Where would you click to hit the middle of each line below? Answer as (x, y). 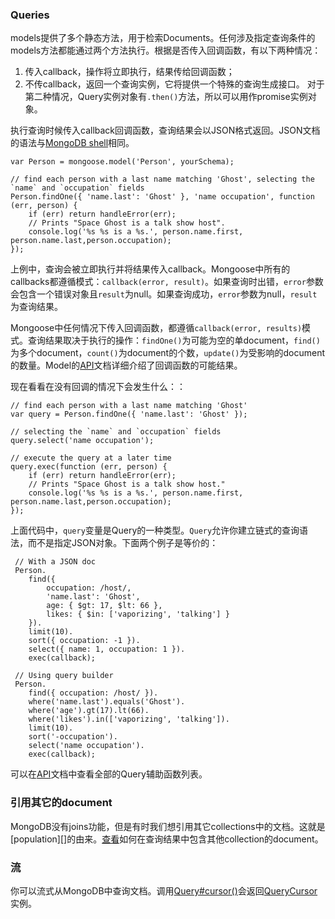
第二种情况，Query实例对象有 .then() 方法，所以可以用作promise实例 (166, 97)
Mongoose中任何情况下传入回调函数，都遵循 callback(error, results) (156, 328)
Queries (30, 15)
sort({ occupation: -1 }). (84, 641)
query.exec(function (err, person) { (89, 467)
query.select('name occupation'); (82, 441)
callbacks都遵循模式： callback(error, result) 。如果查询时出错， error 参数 (167, 282)
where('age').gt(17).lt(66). (89, 711)
